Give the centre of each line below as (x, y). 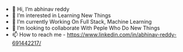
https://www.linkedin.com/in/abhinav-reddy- (122, 35)
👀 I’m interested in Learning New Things (61, 15)
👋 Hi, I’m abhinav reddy (41, 9)
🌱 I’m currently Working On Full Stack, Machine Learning (82, 22)
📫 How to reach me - (39, 35)
